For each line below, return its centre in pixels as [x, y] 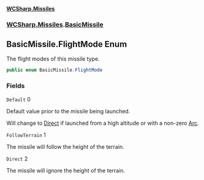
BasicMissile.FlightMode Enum [67, 44]
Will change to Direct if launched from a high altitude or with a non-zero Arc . [103, 123]
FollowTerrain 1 [26, 135]
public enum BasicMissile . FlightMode [55, 70]
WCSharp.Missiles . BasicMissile [55, 24]
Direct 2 [17, 159]
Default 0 [18, 99]
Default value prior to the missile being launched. [68, 111]
